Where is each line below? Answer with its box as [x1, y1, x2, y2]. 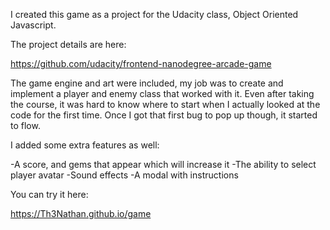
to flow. [10, 120, 41, 131]
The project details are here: [10, 39, 127, 50]
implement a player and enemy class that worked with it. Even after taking [10, 88, 315, 99]
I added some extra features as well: [10, 139, 160, 151]
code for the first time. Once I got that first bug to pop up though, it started [10, 109, 318, 121]
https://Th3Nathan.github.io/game [10, 208, 152, 219]
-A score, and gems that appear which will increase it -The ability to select [10, 159, 317, 170]
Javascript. [10, 19, 57, 31]
